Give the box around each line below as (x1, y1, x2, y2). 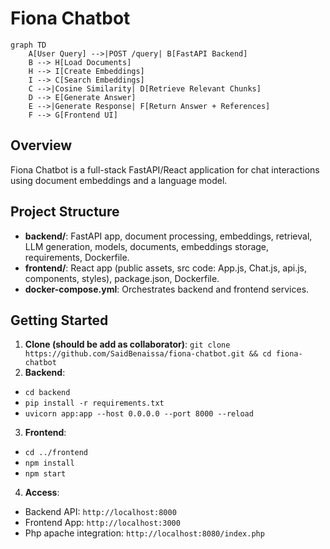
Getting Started (10, 312, 109, 329)
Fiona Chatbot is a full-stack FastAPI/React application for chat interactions (10, 163, 320, 176)
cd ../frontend (24, 448, 89, 458)
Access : (24, 487, 60, 499)
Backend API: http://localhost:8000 (24, 506, 177, 518)
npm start (24, 469, 67, 479)
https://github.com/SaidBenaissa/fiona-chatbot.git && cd (24, 349, 272, 359)
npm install (24, 458, 75, 469)
